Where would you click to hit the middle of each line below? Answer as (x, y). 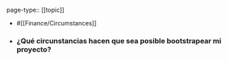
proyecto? (34, 49)
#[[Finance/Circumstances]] (56, 23)
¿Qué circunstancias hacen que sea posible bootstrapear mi (119, 40)
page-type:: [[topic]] (35, 10)
